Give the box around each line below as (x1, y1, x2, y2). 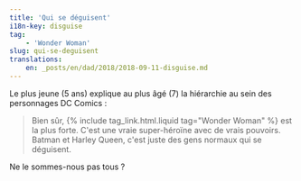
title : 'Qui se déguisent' (9, 13, 111, 23)
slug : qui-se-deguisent (9, 47, 99, 56)
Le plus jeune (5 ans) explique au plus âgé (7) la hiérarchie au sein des (9, 87, 273, 99)
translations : (9, 55, 63, 64)
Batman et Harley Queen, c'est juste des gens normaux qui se (31, 134, 262, 145)
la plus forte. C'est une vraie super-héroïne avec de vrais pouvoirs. (31, 124, 281, 135)
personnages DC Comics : (9, 97, 108, 108)
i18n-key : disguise (9, 22, 83, 31)
